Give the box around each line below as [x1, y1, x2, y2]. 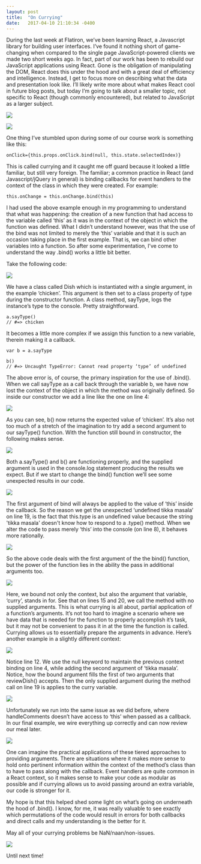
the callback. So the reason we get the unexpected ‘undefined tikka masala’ [6, 507, 194, 514]
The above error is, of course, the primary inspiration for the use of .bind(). [6, 374, 191, 381]
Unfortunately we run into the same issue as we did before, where [6, 707, 169, 714]
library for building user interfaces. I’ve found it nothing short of [6, 43, 164, 50]
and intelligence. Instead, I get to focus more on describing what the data [6, 74, 187, 82]
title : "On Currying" [6, 14, 63, 20]
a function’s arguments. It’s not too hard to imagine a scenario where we [6, 610, 185, 617]
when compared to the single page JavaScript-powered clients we [31, 49, 195, 56]
